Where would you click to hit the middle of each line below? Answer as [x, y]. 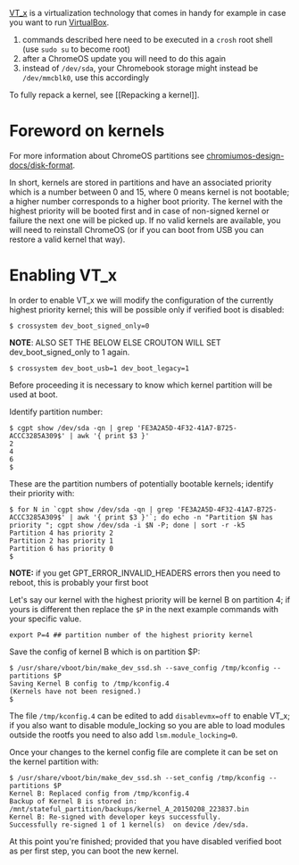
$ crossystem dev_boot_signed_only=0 [79, 326]
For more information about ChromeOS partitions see [107, 155]
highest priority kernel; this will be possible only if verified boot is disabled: [147, 309]
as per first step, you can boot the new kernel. [94, 851]
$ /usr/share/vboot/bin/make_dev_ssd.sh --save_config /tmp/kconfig [139, 668]
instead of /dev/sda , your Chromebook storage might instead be [140, 68]
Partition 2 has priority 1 [62, 541]
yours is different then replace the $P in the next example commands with [144, 609]
